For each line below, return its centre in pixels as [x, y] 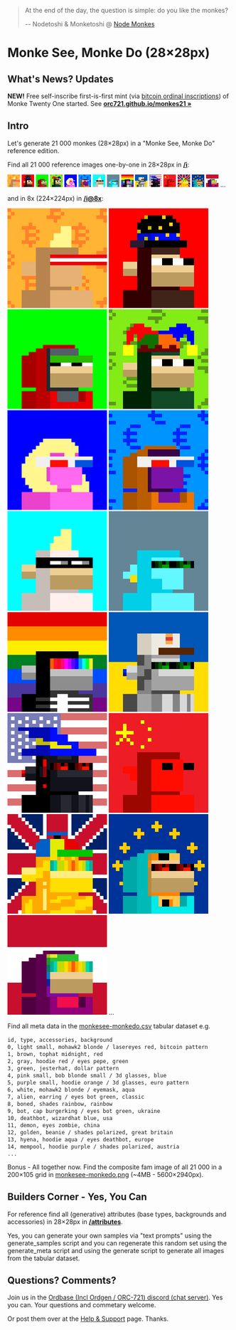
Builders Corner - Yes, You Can [77, 1197]
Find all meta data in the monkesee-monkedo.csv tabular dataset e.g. [109, 1026]
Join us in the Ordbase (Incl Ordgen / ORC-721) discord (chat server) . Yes [115, 1297]
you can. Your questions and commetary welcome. [82, 1305]
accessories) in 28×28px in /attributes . [65, 1221]
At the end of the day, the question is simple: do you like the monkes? [127, 10]
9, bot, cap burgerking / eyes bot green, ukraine [84, 1111]
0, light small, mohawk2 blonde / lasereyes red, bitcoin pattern [108, 1047]
